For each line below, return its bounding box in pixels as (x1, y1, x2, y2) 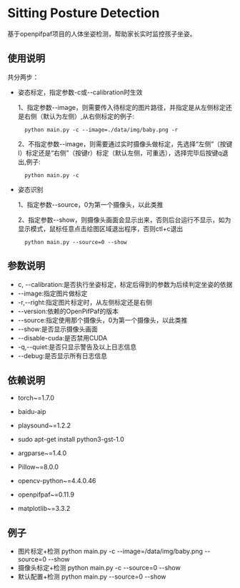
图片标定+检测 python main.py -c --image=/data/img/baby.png (17, 547, 204, 556)
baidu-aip (17, 407, 46, 416)
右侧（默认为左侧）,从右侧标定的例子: (24, 112, 134, 121)
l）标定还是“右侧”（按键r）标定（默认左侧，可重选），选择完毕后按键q (17, 148, 223, 157)
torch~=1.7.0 (17, 394, 55, 402)
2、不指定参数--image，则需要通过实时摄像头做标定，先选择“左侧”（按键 (17, 139, 233, 148)
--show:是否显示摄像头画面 (17, 325, 98, 333)
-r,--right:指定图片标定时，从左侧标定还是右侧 (17, 298, 152, 306)
